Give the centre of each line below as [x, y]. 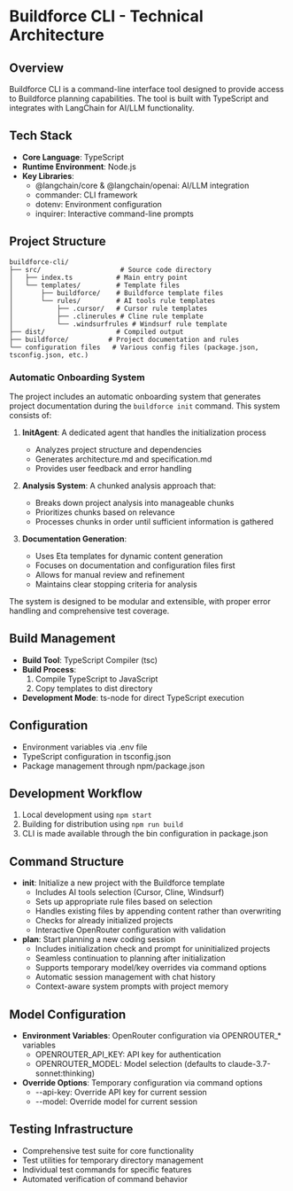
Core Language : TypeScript [73, 157]
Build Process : [49, 669]
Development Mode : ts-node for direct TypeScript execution [133, 697]
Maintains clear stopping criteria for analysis [116, 584]
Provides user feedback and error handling [113, 468]
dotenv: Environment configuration [98, 204]
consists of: [31, 415]
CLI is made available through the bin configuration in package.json [145, 834]
